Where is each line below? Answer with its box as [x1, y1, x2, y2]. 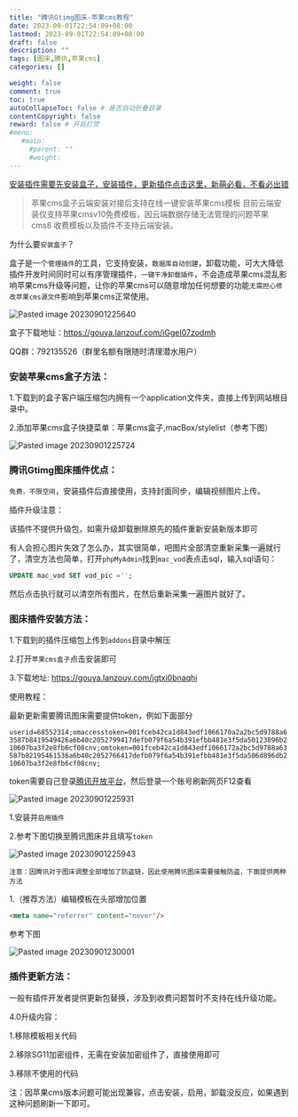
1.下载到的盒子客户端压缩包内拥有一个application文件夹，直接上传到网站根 [9, 392, 281, 403]
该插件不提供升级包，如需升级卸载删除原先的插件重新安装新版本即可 [9, 524, 258, 534]
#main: [20, 137, 46, 146]
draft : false [9, 37, 58, 47]
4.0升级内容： [9, 1011, 60, 1022]
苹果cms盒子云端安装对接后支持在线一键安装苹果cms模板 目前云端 [30, 197, 275, 208]
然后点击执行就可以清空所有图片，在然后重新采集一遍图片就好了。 [9, 589, 250, 599]
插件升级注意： [9, 504, 64, 516]
